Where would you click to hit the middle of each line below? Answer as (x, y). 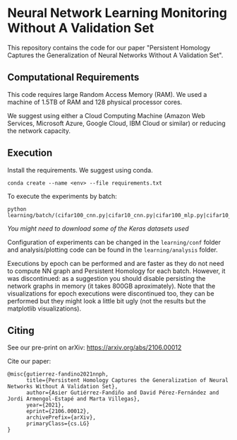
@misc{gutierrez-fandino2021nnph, (58, 374)
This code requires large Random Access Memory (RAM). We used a (107, 94)
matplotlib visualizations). (44, 308)
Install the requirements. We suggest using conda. (80, 170)
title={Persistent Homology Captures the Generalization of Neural (127, 381)
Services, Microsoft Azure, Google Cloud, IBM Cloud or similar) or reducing (116, 123)
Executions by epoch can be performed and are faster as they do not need (116, 263)
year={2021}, (45, 405)
